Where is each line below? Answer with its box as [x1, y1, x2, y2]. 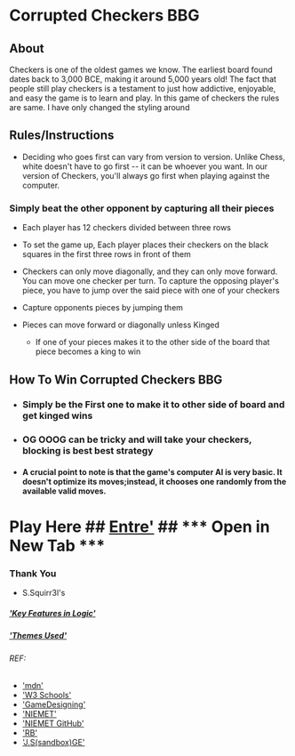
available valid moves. [21, 486, 107, 496]
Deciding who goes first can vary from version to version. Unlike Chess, [21, 151, 286, 162]
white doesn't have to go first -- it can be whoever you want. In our [21, 161, 268, 172]
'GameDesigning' [21, 699, 86, 710]
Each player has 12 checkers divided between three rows [21, 222, 231, 233]
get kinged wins [21, 410, 93, 422]
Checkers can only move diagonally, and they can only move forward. [21, 266, 278, 277]
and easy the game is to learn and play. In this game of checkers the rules [9, 92, 280, 103]
